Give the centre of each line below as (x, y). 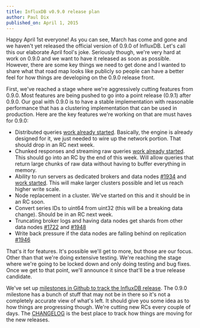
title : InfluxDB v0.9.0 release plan (53, 12)
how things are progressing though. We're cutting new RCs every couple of (99, 307)
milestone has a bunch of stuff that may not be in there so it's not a (88, 295)
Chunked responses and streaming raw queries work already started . (100, 151)
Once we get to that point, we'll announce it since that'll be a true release (96, 270)
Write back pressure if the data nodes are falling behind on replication (100, 233)
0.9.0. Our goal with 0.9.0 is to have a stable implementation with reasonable (100, 102)
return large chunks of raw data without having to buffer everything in (100, 164)
